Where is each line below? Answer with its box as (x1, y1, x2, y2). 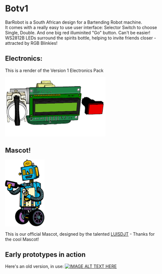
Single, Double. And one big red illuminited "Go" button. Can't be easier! (5, 30, 151, 35)
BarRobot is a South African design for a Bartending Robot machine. (5, 19, 142, 25)
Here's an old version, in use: (5, 264, 64, 270)
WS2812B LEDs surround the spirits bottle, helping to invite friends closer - (5, 35, 157, 41)
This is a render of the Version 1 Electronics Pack (5, 67, 104, 73)
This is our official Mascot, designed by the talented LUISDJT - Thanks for (5, 231, 155, 237)
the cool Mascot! (5, 236, 39, 242)
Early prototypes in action (5, 250, 86, 259)
